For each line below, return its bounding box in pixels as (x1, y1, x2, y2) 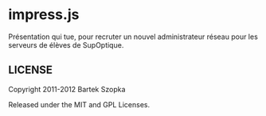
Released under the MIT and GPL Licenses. (8, 99, 151, 109)
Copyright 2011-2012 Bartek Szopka (8, 84, 126, 94)
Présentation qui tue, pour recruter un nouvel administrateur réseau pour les (8, 32, 259, 41)
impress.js (8, 6, 80, 24)
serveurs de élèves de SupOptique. (8, 40, 124, 49)
